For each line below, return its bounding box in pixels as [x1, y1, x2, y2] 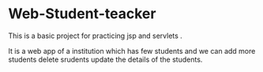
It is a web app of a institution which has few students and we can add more [8, 46, 256, 55]
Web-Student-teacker [8, 5, 156, 23]
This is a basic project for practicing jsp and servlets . [8, 31, 183, 40]
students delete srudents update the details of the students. [8, 55, 203, 64]
